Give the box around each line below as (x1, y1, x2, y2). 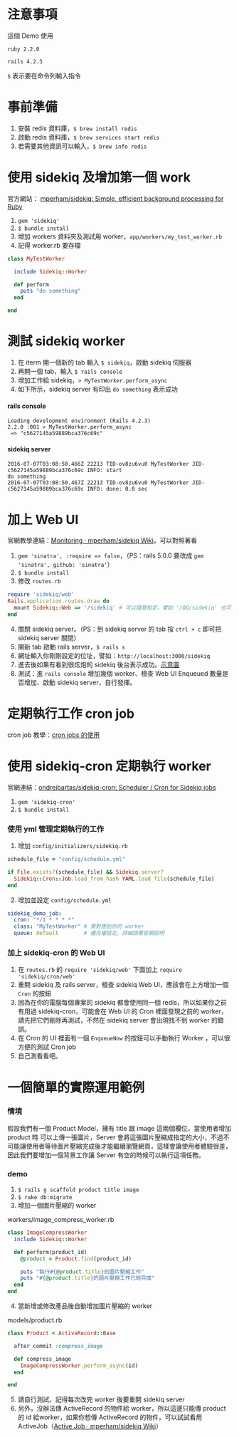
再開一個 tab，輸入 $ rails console (17, 367, 123, 375)
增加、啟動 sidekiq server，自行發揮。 (23, 678, 137, 686)
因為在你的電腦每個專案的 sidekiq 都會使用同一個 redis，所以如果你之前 (17, 998, 228, 1007)
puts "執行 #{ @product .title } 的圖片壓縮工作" (20, 1268, 144, 1275)
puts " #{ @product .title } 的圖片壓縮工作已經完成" (20, 1275, 155, 1282)
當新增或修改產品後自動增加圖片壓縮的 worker (17, 1302, 153, 1310)
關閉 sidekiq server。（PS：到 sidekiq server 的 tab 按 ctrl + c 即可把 (17, 625, 222, 633)
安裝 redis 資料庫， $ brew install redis (17, 124, 137, 132)
